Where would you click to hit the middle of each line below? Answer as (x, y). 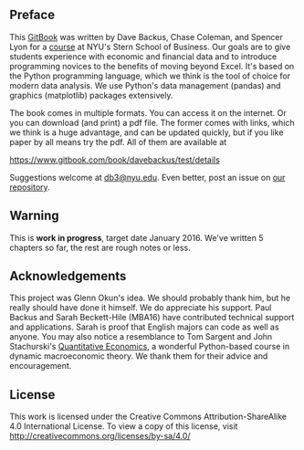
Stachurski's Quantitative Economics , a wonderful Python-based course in (150, 347)
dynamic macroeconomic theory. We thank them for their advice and (139, 356)
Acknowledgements (68, 276)
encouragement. (41, 366)
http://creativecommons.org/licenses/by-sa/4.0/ (100, 436)
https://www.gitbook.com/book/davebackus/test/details (115, 160)
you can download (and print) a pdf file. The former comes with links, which (152, 122)
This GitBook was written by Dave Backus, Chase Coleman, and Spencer (146, 37)
